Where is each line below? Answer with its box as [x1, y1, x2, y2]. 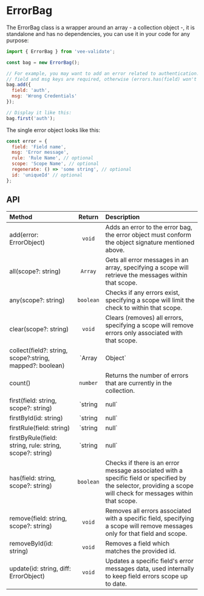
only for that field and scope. [105, 529, 187, 538]
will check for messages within [105, 489, 193, 497]
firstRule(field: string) [9, 423, 70, 432]
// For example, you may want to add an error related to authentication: [6, 71, 200, 77]
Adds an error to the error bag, [105, 223, 192, 231]
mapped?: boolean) [9, 361, 65, 370]
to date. [105, 579, 127, 587]
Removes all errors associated [105, 506, 191, 515]
